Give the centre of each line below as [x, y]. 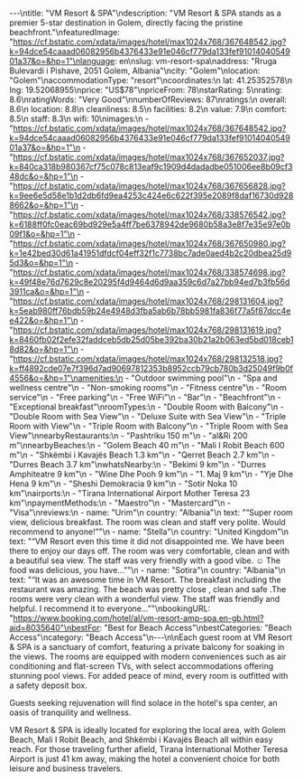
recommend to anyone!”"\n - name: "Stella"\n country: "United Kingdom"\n [149, 532]
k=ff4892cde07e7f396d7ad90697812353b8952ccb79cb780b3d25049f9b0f [151, 368]
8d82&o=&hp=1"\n [44, 349]
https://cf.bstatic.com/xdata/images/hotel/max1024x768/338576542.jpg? [150, 215]
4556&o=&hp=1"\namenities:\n [66, 378]
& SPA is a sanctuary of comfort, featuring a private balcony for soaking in [147, 647]
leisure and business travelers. [66, 768]
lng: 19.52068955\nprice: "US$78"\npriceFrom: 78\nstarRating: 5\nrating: [146, 90]
